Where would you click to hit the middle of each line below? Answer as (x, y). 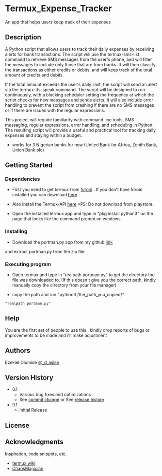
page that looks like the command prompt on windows (66, 219)
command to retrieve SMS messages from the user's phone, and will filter (79, 59)
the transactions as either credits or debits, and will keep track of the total (79, 70)
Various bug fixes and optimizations (55, 395)
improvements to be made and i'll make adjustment (56, 335)
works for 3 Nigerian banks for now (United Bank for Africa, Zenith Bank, (85, 145)
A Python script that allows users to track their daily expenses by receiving (80, 49)
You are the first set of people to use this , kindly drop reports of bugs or (77, 330)
